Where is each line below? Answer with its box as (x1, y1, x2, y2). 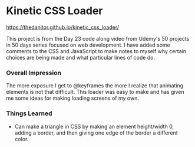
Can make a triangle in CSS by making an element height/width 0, (14, 123, 174, 130)
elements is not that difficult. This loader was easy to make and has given (6, 89, 184, 96)
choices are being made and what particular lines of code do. (6, 54, 155, 61)
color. (14, 135, 29, 142)
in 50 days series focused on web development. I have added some (6, 41, 170, 48)
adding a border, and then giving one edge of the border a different (14, 129, 178, 136)
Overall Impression (6, 68, 62, 77)
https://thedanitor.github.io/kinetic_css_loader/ (6, 24, 120, 31)
